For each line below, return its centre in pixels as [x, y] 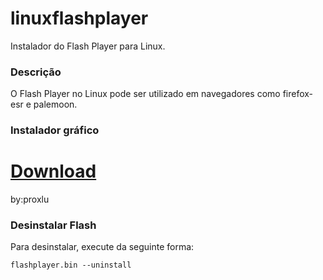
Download [53, 171]
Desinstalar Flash [53, 225]
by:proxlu [30, 199]
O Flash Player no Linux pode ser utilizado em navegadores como [145, 94]
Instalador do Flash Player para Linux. [88, 46]
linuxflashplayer [79, 18]
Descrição [36, 72]
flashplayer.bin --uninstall [71, 265]
